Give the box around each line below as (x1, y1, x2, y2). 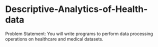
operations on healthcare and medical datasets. (5, 36, 103, 42)
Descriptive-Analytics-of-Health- (5, 3, 148, 15)
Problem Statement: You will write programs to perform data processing (5, 30, 153, 36)
